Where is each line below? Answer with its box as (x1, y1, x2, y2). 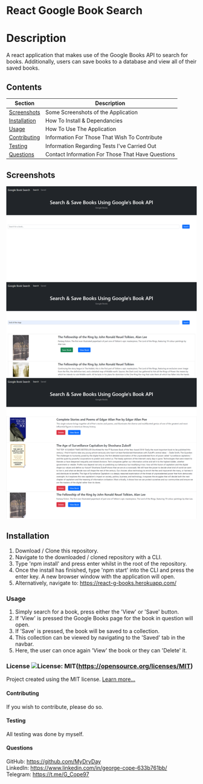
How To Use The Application (45, 126, 117, 133)
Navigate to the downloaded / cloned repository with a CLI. (14, 553, 162, 561)
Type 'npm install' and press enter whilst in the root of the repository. (14, 560, 187, 567)
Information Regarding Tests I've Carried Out (45, 142, 156, 149)
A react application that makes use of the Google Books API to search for (6, 52, 188, 59)
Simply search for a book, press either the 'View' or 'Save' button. (14, 608, 179, 615)
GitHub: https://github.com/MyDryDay (6, 757, 101, 765)
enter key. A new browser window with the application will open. (14, 572, 175, 580)
